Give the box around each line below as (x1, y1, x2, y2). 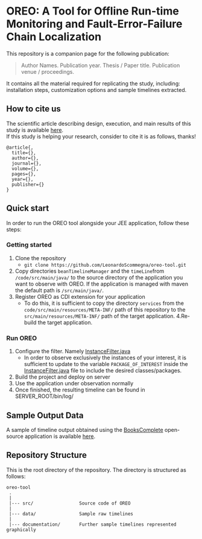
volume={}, (11, 165, 39, 172)
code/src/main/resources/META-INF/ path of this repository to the (24, 305, 186, 313)
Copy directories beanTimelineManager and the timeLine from (14, 267, 165, 275)
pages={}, (11, 171, 36, 177)
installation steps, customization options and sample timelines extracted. (6, 86, 187, 93)
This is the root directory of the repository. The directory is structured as (6, 466, 187, 473)
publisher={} (11, 181, 45, 188)
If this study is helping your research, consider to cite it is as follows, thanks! (6, 132, 196, 140)
